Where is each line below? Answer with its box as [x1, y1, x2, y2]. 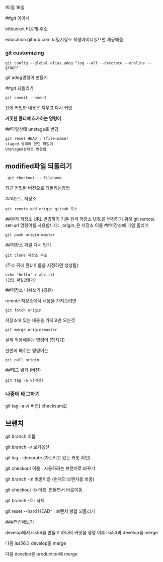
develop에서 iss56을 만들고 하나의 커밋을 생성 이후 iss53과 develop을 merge [5, 530, 158, 536]
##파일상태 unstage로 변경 [5, 126, 59, 132]
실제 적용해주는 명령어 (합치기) [5, 337, 65, 343]
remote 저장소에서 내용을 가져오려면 [5, 298, 76, 304]
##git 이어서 [5, 15, 30, 21]
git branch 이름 [5, 433, 36, 439]
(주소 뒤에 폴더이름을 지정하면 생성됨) [5, 262, 79, 268]
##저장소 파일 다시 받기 [5, 242, 51, 248]
